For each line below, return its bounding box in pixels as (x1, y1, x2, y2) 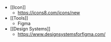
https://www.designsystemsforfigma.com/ (17, 31, 106, 37)
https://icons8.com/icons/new (17, 10, 80, 16)
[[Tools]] (10, 15, 28, 21)
